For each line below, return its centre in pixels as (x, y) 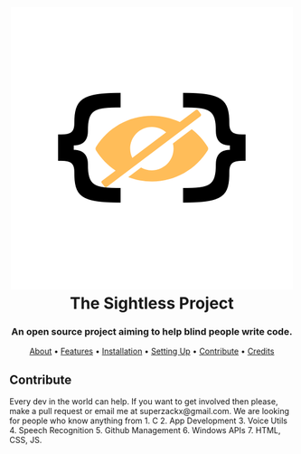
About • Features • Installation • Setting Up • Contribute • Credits (152, 351)
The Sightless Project (152, 303)
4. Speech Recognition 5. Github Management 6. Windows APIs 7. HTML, (145, 430)
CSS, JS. (26, 440)
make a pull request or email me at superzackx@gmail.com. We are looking (149, 411)
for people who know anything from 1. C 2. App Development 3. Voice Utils (148, 421)
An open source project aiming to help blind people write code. (152, 332)
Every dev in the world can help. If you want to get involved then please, (144, 402)
